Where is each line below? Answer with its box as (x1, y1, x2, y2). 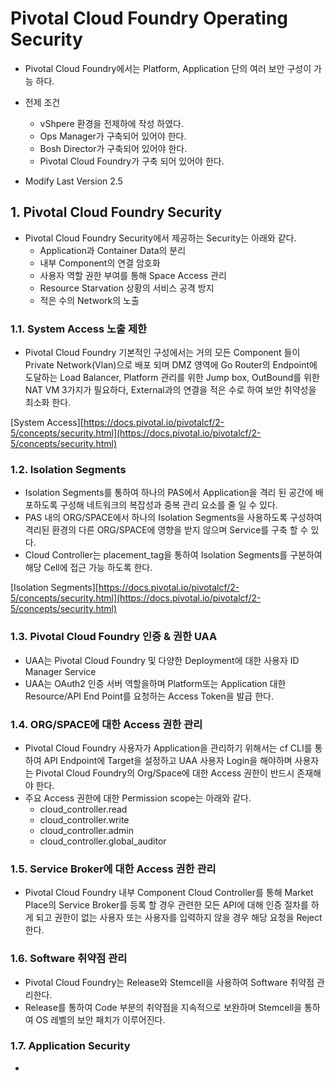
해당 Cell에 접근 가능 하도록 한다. (24, 562, 153, 574)
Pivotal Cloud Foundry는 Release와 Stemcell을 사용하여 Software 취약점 (24, 976, 315, 988)
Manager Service (24, 665, 97, 677)
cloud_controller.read (39, 803, 128, 815)
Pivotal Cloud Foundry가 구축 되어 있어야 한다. (39, 155, 225, 167)
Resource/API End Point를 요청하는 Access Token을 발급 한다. (24, 690, 274, 702)
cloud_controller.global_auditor (39, 835, 167, 847)
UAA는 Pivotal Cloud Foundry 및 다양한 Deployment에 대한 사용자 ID (24, 654, 300, 666)
